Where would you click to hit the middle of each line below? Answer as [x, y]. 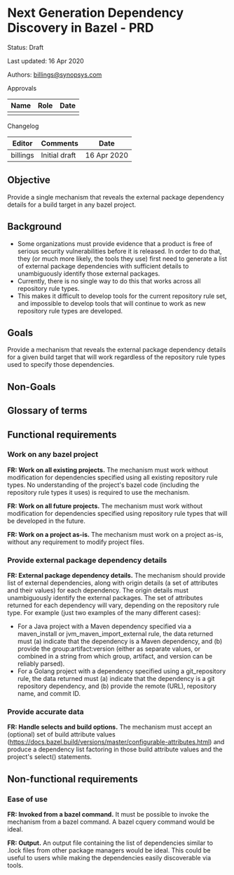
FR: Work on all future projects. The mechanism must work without [105, 506]
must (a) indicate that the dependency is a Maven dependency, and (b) [120, 642]
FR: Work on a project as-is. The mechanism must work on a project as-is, [115, 534]
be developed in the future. [47, 521]
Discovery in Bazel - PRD [81, 28]
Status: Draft [26, 47]
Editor [22, 143]
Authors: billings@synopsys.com [55, 74]
